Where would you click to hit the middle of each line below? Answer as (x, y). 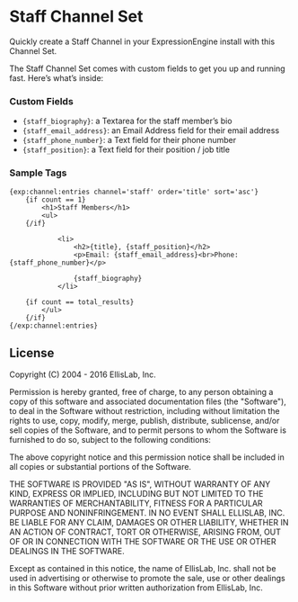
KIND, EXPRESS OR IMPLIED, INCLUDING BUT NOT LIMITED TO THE (136, 494)
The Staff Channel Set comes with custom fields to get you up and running (147, 68)
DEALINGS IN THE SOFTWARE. (67, 552)
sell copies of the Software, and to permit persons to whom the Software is (148, 430)
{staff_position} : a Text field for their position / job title (126, 149)
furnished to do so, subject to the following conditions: (110, 440)
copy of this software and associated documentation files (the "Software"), (148, 401)
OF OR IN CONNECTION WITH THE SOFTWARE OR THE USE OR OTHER (143, 542)
